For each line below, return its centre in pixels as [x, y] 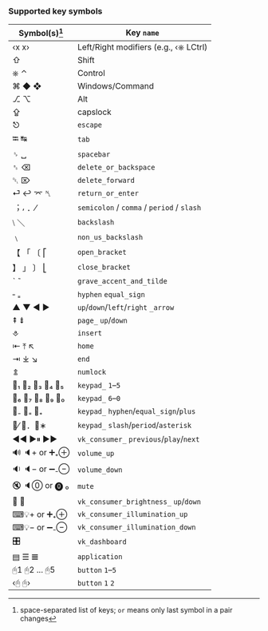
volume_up [96, 454]
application [100, 556]
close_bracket [104, 267]
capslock [94, 112]
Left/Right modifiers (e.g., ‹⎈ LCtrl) [142, 47]
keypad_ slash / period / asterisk [134, 425]
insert [89, 333]
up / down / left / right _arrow [126, 307]
